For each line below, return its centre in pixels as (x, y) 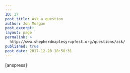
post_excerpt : (20, 28)
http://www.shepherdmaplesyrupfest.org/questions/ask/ (67, 42)
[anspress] (16, 65)
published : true (22, 46)
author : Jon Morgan (25, 23)
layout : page (19, 33)
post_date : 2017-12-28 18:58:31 (38, 51)
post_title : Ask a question (34, 19)
